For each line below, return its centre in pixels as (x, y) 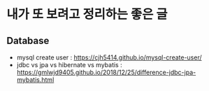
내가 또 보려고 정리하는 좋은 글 (87, 14)
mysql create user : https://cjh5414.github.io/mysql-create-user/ (109, 57)
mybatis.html (35, 80)
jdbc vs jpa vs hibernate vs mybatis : (70, 65)
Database (28, 40)
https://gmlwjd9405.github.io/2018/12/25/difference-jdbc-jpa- (106, 72)
